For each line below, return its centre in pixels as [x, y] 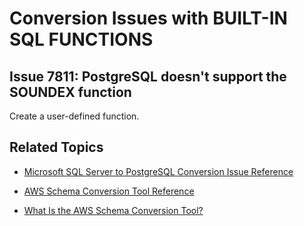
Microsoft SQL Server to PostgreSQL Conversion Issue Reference [158, 171]
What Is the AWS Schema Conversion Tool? [113, 210]
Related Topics [56, 147]
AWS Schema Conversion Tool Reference [109, 191]
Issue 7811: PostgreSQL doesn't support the [148, 76]
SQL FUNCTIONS [81, 39]
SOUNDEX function [70, 92]
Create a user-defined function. [74, 116]
